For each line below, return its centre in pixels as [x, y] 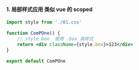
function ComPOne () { [33, 33]
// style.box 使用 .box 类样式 [55, 39]
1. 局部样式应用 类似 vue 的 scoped [49, 9]
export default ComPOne [36, 61]
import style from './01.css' [44, 22]
